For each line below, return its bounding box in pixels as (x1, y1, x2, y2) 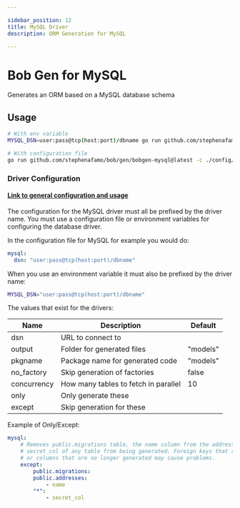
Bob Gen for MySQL (7, 67, 127, 83)
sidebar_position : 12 (7, 16, 72, 24)
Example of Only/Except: (7, 421, 80, 429)
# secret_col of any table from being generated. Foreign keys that (20, 448, 229, 455)
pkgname (11, 356, 43, 366)
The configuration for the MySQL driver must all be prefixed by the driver (7, 206, 223, 215)
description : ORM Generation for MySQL (7, 30, 126, 37)
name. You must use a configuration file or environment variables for (7, 214, 209, 223)
